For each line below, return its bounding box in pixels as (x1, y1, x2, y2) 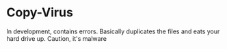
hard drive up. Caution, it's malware (6, 34, 107, 42)
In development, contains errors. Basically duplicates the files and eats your (6, 27, 220, 35)
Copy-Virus (6, 5, 73, 20)
